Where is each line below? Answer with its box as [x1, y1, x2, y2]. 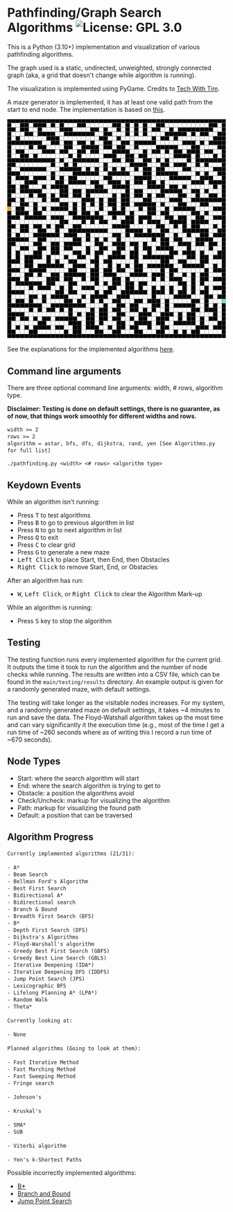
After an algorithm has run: [7, 576, 84, 584]
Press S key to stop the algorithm [17, 616, 112, 625]
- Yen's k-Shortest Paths [7, 1156, 82, 1163]
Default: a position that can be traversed [17, 811, 133, 819]
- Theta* [7, 1003, 33, 1010]
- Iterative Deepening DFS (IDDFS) [7, 968, 110, 975]
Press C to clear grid [17, 541, 76, 549]
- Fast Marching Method [7, 1066, 76, 1073]
